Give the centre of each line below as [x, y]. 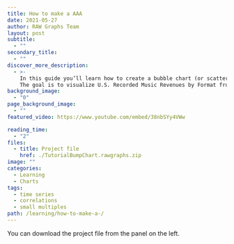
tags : [15, 188]
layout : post [26, 33]
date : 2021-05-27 [32, 20]
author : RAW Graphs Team [43, 26]
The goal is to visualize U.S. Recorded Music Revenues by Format [118, 85]
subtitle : [22, 40]
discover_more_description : [48, 65]
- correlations [36, 201]
